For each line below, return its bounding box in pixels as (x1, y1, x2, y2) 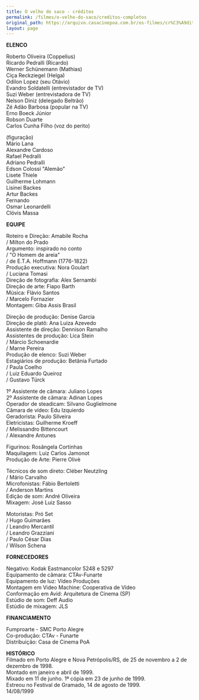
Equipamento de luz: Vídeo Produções (6, 578, 100, 585)
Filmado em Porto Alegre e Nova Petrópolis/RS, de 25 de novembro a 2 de (6, 656, 187, 663)
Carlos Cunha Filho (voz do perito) (6, 122, 90, 129)
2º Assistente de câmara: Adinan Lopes (6, 394, 103, 401)
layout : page (6, 25, 38, 31)
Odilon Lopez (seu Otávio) (6, 78, 70, 85)
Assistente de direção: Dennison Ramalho (6, 326, 108, 333)
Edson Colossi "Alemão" (6, 166, 65, 173)
